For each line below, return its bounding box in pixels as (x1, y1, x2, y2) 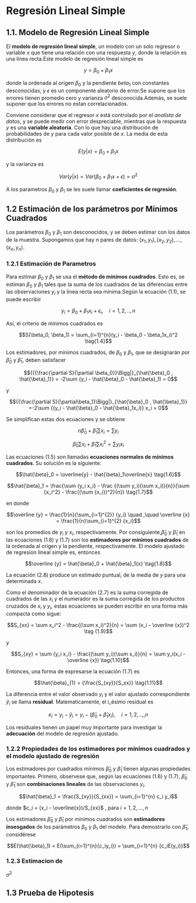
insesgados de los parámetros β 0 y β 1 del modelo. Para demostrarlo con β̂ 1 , (6, 823, 189, 832)
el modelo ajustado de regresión (6, 752, 99, 760)
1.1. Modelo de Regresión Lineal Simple (6, 27, 150, 37)
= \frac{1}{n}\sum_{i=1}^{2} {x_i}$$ (56, 517, 141, 524)
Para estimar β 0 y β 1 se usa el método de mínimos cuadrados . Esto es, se (6, 273, 185, 281)
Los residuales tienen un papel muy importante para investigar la (6, 723, 163, 730)
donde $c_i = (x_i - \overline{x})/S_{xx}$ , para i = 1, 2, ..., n (6, 804, 148, 811)
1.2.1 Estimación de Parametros (6, 260, 97, 268)
